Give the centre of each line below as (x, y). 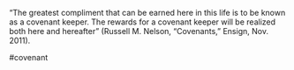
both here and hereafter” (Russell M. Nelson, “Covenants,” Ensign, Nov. (139, 31)
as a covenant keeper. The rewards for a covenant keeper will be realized (143, 22)
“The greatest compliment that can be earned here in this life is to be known (147, 13)
